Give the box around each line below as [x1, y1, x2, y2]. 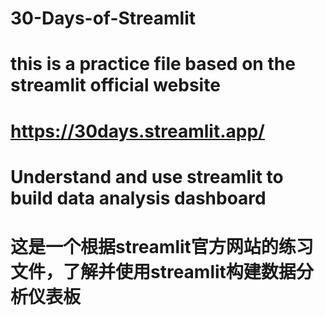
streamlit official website [10, 74, 221, 97]
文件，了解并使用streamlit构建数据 [10, 260, 297, 283]
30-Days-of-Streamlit [10, 7, 197, 30]
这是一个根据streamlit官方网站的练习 [10, 235, 314, 258]
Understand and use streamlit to [10, 165, 284, 188]
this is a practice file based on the [10, 53, 296, 76]
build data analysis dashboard [10, 187, 267, 209]
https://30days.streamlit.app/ [10, 120, 265, 142]
